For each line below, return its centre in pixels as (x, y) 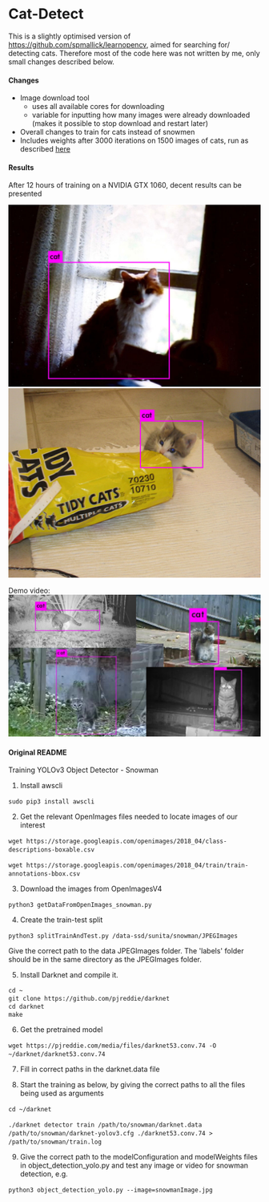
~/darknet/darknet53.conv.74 (57, 1054)
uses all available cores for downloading (98, 107)
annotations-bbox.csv (44, 874)
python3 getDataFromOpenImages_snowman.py (80, 905)
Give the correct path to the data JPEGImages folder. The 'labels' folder (126, 951)
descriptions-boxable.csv (51, 850)
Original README (38, 752)
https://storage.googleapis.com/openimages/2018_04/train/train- (137, 866)
